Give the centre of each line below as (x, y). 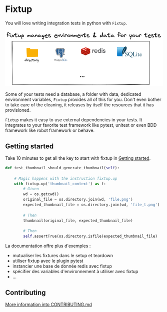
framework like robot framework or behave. (50, 130)
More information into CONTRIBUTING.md (49, 305)
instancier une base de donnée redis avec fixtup (62, 266)
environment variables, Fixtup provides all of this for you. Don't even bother (83, 100)
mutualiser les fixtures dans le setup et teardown (63, 256)
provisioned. (18, 110)
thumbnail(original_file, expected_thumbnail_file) (78, 221)
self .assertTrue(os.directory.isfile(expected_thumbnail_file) (90, 236)
